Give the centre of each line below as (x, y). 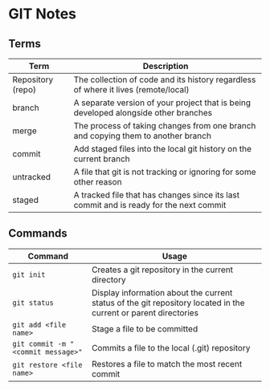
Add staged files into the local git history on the (162, 149)
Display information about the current (162, 292)
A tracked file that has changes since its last (156, 195)
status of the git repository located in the (168, 303)
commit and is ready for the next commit (150, 205)
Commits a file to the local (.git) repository (171, 347)
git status (33, 303)
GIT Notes (43, 14)
